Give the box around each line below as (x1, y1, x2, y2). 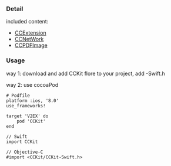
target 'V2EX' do (6, 113, 49, 119)
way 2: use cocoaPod (6, 81, 59, 88)
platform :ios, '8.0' (6, 97, 59, 104)
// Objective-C (6, 149, 43, 155)
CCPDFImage (14, 42, 48, 49)
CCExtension (14, 29, 46, 36)
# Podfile (6, 93, 31, 99)
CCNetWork (14, 36, 44, 43)
